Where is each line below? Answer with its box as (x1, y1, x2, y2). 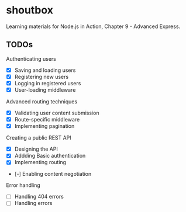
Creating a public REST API (6, 134, 71, 141)
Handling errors (14, 200, 53, 207)
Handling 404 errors (14, 193, 64, 200)
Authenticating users (6, 55, 57, 62)
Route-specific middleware (14, 116, 80, 123)
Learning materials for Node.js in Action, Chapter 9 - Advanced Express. (6, 23, 181, 30)
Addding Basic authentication (14, 152, 86, 159)
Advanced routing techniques (6, 98, 78, 105)
